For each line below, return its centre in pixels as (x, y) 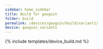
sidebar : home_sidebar (28, 9)
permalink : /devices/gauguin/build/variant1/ (51, 23)
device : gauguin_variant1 (31, 28)
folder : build (19, 18)
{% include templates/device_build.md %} (47, 41)
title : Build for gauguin (31, 14)
